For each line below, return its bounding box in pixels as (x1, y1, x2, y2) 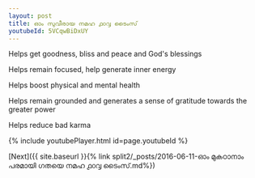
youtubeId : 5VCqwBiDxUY (8, 27, 89, 35)
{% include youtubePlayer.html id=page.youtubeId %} (8, 136, 189, 146)
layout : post (8, 11, 53, 20)
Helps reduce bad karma (8, 121, 91, 130)
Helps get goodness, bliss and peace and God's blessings (8, 49, 202, 59)
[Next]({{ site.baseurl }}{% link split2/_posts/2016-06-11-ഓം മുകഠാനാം (8, 151, 244, 162)
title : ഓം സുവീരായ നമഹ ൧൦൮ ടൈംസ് (8, 19, 138, 28)
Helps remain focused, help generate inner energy (8, 65, 176, 74)
